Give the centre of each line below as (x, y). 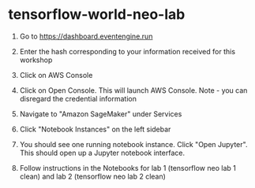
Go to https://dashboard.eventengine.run (86, 36)
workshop (36, 60)
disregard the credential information (78, 98)
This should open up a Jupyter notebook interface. (102, 153)
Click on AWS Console (56, 75)
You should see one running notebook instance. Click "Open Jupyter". (133, 144)
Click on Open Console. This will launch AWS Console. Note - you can (133, 90)
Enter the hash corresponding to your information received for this (127, 51)
